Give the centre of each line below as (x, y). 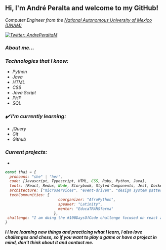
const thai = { (21, 172)
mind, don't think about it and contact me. (49, 243)
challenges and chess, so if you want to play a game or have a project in (81, 237)
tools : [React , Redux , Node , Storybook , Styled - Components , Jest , (79, 186)
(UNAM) (14, 25)
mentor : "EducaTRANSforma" (86, 209)
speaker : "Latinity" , (80, 204)
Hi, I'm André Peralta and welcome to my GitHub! (82, 8)
